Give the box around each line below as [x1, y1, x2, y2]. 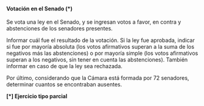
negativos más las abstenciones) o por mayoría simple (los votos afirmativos [6, 49, 199, 57]
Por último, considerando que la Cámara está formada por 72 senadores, [6, 74, 189, 82]
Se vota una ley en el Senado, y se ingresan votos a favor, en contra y [6, 18, 181, 26]
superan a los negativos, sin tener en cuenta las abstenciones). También [6, 56, 188, 63]
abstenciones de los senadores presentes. [6, 25, 113, 32]
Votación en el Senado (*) [6, 5, 73, 12]
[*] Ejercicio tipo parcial [6, 93, 68, 100]
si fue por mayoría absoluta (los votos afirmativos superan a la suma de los [6, 43, 195, 51]
